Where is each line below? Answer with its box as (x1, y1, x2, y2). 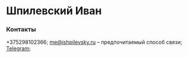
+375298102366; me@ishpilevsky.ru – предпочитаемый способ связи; (6, 38, 183, 46)
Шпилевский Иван (6, 4, 102, 18)
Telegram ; (6, 45, 31, 52)
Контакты (6, 25, 37, 34)
